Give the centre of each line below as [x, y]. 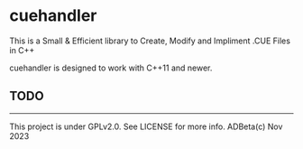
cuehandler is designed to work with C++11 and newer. [111, 68]
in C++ [22, 50]
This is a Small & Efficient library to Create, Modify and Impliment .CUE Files [150, 41]
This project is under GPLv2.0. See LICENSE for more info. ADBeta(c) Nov [146, 126]
